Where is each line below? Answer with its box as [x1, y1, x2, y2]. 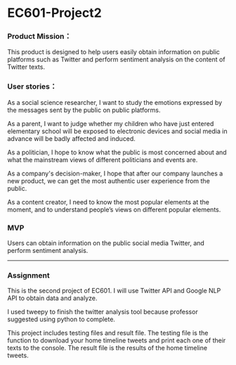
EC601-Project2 [7, 5, 102, 21]
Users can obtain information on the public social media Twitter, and [7, 239, 205, 247]
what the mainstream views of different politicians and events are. [7, 155, 198, 163]
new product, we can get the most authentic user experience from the [7, 176, 211, 185]
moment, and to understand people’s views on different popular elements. [7, 205, 221, 214]
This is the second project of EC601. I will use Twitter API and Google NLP [7, 287, 221, 295]
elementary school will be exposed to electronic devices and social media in [7, 127, 228, 135]
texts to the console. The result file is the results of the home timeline [7, 344, 208, 352]
